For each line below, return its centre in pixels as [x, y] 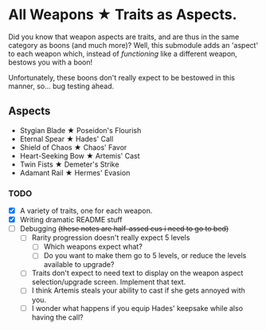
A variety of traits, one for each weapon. [86, 211]
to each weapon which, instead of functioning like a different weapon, [123, 53]
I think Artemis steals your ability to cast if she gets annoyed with [138, 291]
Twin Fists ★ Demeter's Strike [69, 164]
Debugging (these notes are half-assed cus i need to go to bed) [124, 229]
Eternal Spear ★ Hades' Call [66, 139]
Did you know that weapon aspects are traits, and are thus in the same [124, 37]
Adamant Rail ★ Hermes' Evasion [75, 172]
